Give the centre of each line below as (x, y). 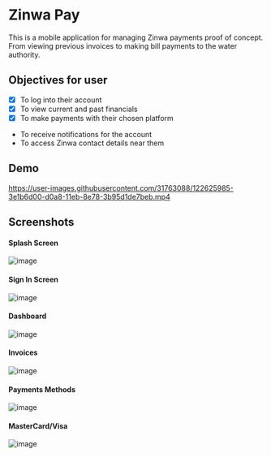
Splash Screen (33, 243)
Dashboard (28, 316)
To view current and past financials (79, 109)
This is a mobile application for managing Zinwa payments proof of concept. (136, 37)
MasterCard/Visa (38, 426)
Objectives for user (58, 80)
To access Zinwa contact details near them (92, 143)
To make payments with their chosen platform (97, 118)
